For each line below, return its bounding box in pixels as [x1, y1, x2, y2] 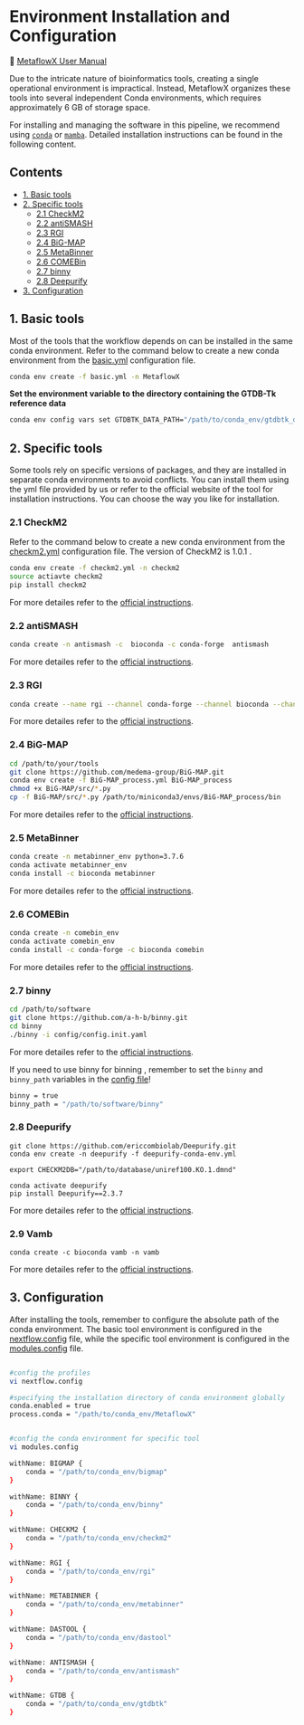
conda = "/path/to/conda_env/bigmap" [25, 1467, 168, 1476]
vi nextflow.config [9, 1377, 83, 1386]
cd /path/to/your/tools [9, 758, 100, 768]
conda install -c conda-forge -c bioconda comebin [9, 946, 204, 955]
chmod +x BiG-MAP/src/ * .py [9, 785, 111, 794]
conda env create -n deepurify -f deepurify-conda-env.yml [9, 1149, 237, 1158]
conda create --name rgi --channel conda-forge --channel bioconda [9, 700, 270, 709]
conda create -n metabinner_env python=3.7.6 [9, 853, 184, 862]
